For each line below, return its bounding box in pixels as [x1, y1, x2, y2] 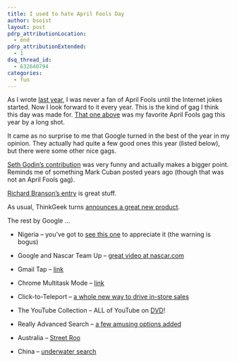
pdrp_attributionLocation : [7, 30, 87, 37]
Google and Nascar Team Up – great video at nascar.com [17, 252, 185, 260]
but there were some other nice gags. [7, 146, 117, 156]
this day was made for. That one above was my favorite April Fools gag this [7, 110, 226, 119]
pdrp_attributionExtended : [7, 43, 87, 50]
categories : [7, 69, 42, 76]
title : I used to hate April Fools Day [7, 10, 125, 18]
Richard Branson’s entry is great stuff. [7, 189, 116, 198]
